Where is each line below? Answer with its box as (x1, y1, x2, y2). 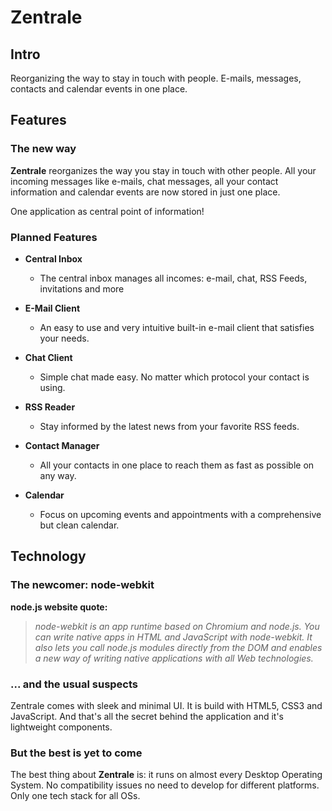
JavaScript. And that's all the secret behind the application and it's (10, 710, 284, 722)
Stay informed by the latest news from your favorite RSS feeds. (39, 420, 300, 432)
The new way (10, 142, 77, 156)
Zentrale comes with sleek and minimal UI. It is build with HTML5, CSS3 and (10, 699, 323, 711)
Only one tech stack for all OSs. (10, 790, 141, 802)
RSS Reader (24, 401, 76, 413)
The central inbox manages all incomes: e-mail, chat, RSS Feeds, (39, 272, 308, 284)
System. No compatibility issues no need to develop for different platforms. (10, 779, 320, 791)
